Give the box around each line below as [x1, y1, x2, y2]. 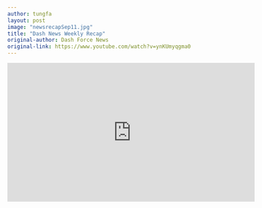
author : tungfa [7, 10, 52, 18]
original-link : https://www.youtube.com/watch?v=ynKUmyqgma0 [7, 43, 191, 50]
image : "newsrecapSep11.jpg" [7, 23, 93, 30]
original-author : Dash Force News [7, 37, 109, 44]
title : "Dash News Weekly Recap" [7, 30, 106, 37]
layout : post [7, 17, 46, 24]
